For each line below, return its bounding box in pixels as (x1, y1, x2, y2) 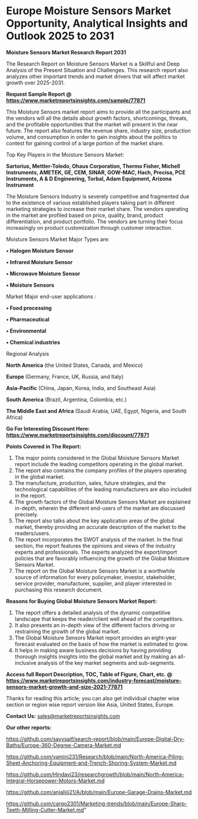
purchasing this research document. (14, 586, 103, 593)
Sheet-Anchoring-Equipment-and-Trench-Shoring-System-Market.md (6, 759, 177, 766)
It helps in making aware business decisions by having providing (14, 646, 171, 654)
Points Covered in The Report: (6, 443, 81, 450)
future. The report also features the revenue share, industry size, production (6, 127, 192, 134)
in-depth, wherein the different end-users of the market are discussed (14, 504, 186, 512)
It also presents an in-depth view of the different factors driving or (14, 622, 176, 629)
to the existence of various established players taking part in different (6, 199, 175, 206)
